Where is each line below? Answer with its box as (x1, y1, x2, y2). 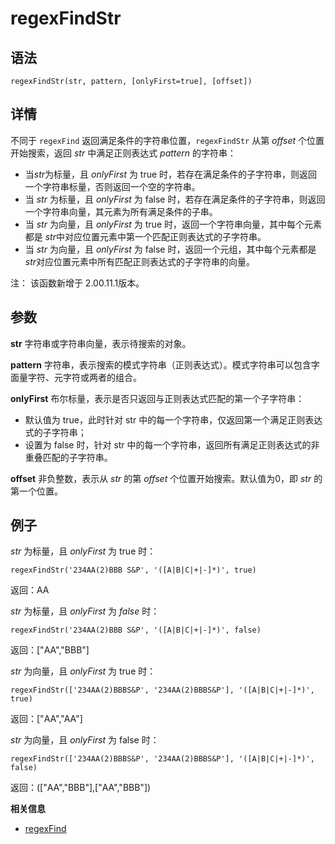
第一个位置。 (10, 485, 63, 497)
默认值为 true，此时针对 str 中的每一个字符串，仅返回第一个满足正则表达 (24, 413, 323, 426)
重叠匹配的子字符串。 (24, 451, 113, 463)
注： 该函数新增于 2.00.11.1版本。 (10, 277, 145, 289)
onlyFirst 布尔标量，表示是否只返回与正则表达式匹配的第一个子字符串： (10, 392, 305, 404)
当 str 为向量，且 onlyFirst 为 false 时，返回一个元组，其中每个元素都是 (24, 243, 317, 255)
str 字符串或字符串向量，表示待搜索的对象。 (10, 337, 192, 349)
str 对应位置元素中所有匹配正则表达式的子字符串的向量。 (24, 255, 256, 267)
